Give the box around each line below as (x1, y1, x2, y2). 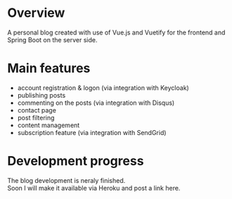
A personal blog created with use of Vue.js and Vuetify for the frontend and (7, 28, 226, 37)
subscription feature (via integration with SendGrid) (17, 128, 167, 136)
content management (17, 121, 80, 129)
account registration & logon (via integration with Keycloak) (17, 83, 190, 92)
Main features (7, 60, 91, 77)
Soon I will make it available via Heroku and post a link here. (7, 184, 181, 192)
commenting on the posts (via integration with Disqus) (17, 98, 175, 107)
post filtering (17, 113, 55, 122)
